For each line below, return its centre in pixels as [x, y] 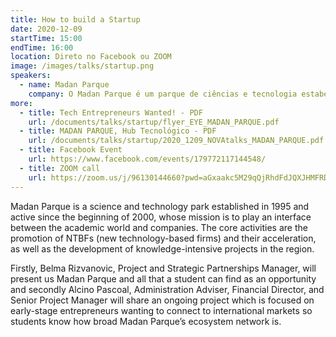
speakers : [31, 76]
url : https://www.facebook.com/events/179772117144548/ [147, 159]
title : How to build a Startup [75, 19]
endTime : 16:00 [42, 47]
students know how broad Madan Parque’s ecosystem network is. [146, 321]
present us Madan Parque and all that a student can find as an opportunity [163, 278]
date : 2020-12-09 [46, 29]
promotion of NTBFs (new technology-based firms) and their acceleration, [163, 238]
